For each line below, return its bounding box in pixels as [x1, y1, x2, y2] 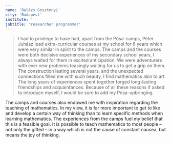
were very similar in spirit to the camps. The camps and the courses [17, 46, 161, 52]
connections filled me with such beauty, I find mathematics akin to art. [17, 73, 166, 79]
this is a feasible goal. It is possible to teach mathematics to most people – [5, 121, 162, 127]
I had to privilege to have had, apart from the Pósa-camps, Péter [17, 36, 154, 42]
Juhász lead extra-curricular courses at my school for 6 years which [17, 41, 163, 47]
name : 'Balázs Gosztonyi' [5, 7, 60, 13]
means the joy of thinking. [5, 132, 60, 138]
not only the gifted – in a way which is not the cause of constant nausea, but [5, 127, 166, 133]
